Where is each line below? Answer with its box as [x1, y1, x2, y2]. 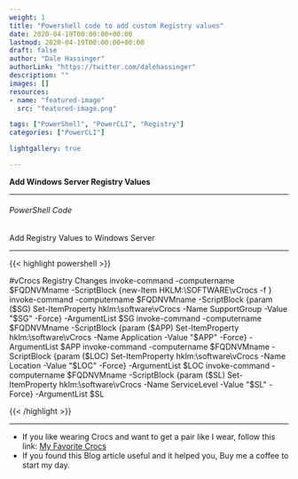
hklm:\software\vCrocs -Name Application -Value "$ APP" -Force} [9, 332, 247, 343]
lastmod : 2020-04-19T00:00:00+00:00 [9, 37, 145, 47]
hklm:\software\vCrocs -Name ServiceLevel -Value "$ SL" [59, 379, 268, 390]
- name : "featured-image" [9, 95, 105, 105]
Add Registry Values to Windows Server [9, 233, 155, 243]
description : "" [9, 71, 69, 80]
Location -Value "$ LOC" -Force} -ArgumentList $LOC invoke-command [9, 361, 271, 371]
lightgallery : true [9, 144, 82, 154]
